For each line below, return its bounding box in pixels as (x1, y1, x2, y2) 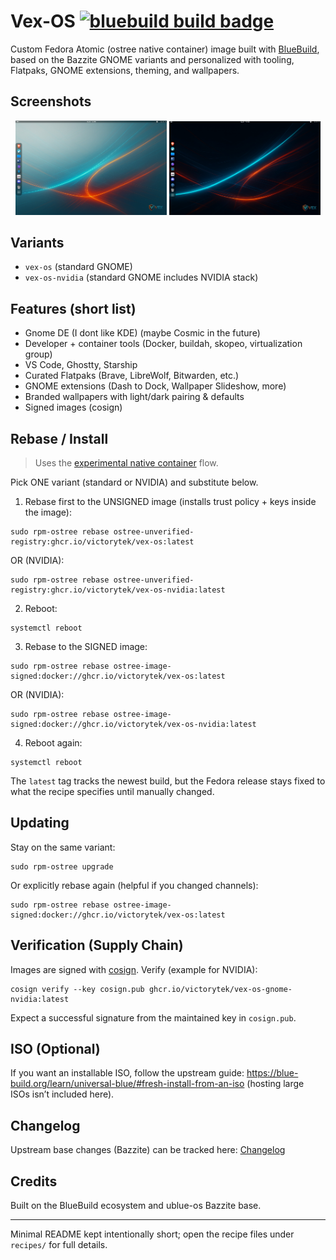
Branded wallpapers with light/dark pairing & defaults (24, 391, 245, 403)
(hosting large (246, 1078, 305, 1090)
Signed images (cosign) (24, 401, 123, 414)
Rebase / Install (10, 430, 109, 447)
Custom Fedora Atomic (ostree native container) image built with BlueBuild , (10, 43, 320, 55)
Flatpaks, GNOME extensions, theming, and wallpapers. (10, 64, 240, 76)
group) (24, 348, 53, 360)
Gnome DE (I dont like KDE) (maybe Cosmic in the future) (24, 327, 261, 339)
